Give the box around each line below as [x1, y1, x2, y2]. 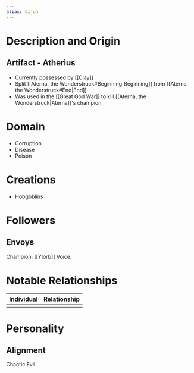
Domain [6, 120, 46, 133]
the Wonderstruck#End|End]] [14, 86, 87, 93]
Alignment [6, 346, 46, 356]
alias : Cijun [6, 8, 39, 15]
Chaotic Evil [6, 361, 36, 368]
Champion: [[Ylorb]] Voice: [6, 253, 72, 260]
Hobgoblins [14, 193, 43, 200]
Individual [9, 295, 38, 303]
